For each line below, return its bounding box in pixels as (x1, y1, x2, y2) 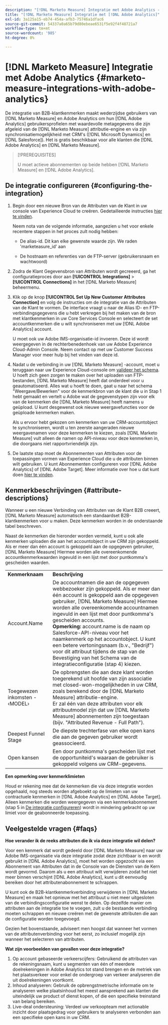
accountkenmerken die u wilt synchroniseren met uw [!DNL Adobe (12, 320, 150, 326)
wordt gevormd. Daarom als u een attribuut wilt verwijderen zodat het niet (5, 869, 157, 875)
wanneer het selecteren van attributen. (5, 936, 85, 942)
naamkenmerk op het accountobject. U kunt (52, 636, 156, 643)
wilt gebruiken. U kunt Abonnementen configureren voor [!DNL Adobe (12, 461, 157, 467)
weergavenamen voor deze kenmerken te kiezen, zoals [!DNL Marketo (12, 430, 157, 436)
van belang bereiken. (12, 998, 56, 1004)
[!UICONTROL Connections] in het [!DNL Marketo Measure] (12, 279, 136, 285)
